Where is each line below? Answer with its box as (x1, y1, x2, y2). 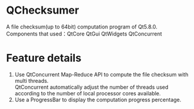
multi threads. (14, 77, 49, 84)
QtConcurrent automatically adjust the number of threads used (14, 84, 169, 91)
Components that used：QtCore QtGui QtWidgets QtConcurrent (6, 30, 162, 37)
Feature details (6, 52, 82, 65)
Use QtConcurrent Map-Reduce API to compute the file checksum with (14, 70, 189, 78)
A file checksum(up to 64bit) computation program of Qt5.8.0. (6, 23, 158, 30)
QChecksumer (6, 4, 79, 17)
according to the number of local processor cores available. (14, 89, 161, 97)
